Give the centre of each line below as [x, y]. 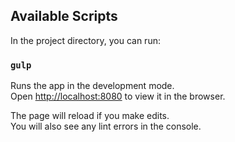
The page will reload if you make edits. [90, 116]
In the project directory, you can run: [85, 40]
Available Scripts [64, 16]
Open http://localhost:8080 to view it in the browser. [118, 96]
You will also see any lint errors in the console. [106, 126]
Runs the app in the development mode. [92, 86]
